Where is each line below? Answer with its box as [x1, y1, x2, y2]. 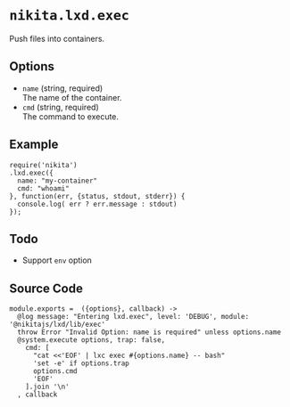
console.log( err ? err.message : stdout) [17, 199, 178, 208]
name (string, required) [21, 83, 104, 94]
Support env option [21, 255, 92, 265]
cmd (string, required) [21, 102, 100, 112]
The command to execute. [21, 110, 119, 122]
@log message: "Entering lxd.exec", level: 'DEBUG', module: [17, 313, 250, 322]
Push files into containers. [9, 33, 105, 44]
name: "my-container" [17, 176, 98, 185]
